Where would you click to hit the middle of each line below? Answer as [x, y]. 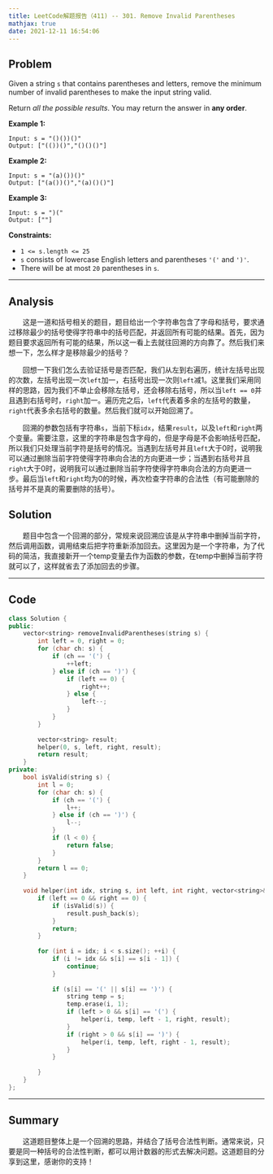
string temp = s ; [96, 997]
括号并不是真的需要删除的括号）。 [64, 489]
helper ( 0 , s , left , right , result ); [100, 747]
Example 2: [28, 161]
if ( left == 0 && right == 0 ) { [93, 898]
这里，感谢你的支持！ [58, 1161]
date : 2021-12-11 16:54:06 [54, 31]
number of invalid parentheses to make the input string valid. [110, 92]
